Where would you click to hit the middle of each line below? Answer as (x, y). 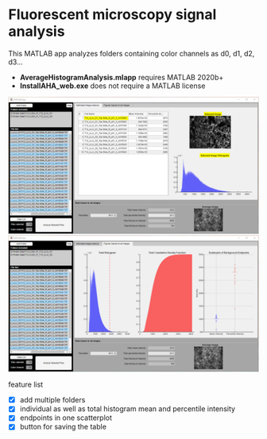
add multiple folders (52, 400)
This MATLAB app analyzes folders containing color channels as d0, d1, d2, (132, 53)
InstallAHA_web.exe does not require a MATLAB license (112, 86)
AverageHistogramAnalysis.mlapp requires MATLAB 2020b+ (122, 77)
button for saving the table (63, 427)
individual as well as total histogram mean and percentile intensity (128, 409)
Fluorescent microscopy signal (112, 15)
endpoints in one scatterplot (66, 418)
